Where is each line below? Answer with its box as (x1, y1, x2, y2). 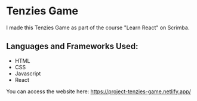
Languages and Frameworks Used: (6, 41, 138, 51)
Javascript (14, 70, 41, 77)
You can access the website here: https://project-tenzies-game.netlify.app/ (6, 88, 191, 95)
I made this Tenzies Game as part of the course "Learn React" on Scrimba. (6, 24, 190, 31)
